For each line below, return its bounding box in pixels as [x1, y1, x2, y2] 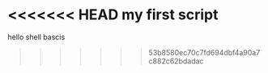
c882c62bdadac [148, 56, 204, 66]
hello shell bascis [7, 32, 66, 42]
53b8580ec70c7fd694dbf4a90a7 [148, 47, 261, 57]
